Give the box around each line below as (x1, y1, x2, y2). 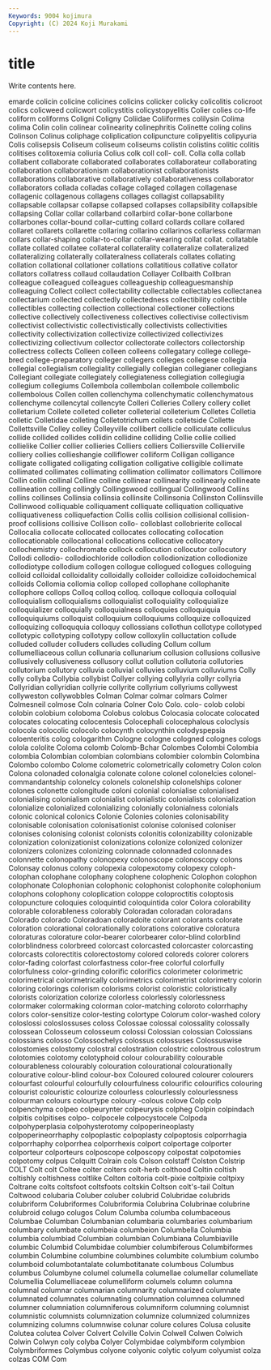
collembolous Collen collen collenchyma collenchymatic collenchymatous (8, 390, 254, 400)
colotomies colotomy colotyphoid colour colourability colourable (8, 1053, 223, 1063)
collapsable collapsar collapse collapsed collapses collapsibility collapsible (8, 200, 258, 210)
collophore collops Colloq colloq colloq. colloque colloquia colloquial (8, 588, 237, 597)
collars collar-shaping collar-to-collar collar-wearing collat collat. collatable (8, 234, 259, 244)
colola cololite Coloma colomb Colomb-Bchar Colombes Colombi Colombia (8, 743, 259, 752)
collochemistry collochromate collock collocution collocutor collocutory (8, 545, 247, 554)
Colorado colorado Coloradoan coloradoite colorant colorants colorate (8, 915, 243, 925)
